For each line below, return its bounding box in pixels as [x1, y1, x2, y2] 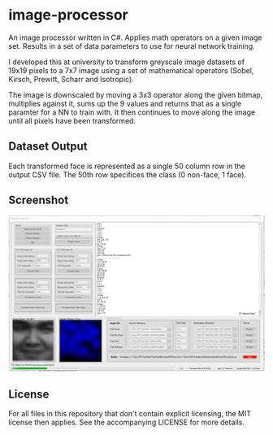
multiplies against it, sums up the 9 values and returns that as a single [8, 98, 242, 108]
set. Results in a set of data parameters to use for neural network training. [8, 41, 255, 50]
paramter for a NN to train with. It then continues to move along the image [8, 107, 256, 117]
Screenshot [8, 194, 69, 207]
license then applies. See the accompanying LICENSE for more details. [8, 417, 245, 427]
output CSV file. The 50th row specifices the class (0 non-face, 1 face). [8, 169, 246, 180]
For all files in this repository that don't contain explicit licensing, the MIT [8, 409, 252, 418]
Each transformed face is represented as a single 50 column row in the [8, 161, 245, 171]
